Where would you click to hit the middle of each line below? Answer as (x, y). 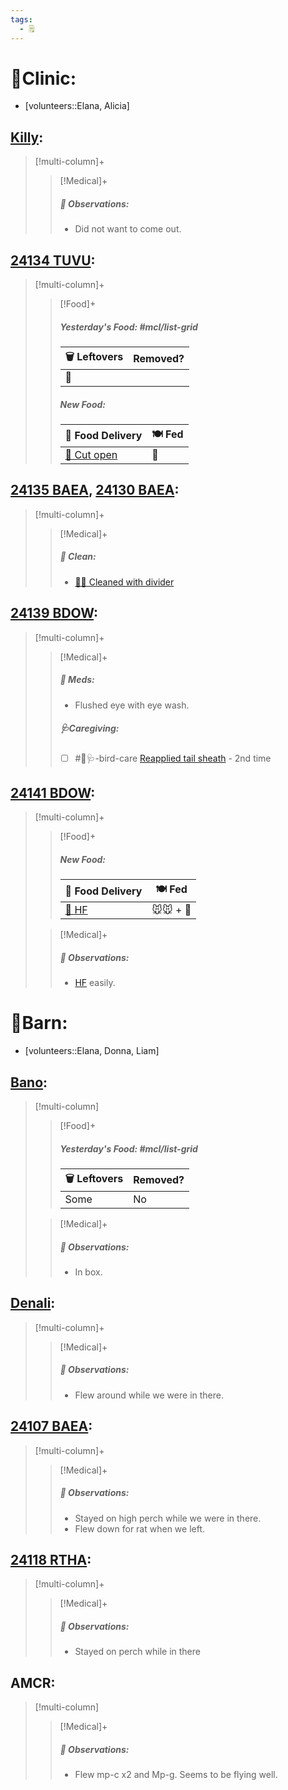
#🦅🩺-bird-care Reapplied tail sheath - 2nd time (173, 758)
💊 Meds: (77, 680)
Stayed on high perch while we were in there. (168, 1518)
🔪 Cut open (91, 454)
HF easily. (95, 983)
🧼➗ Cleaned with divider (124, 582)
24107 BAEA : (51, 1426)
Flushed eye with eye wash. (132, 705)
